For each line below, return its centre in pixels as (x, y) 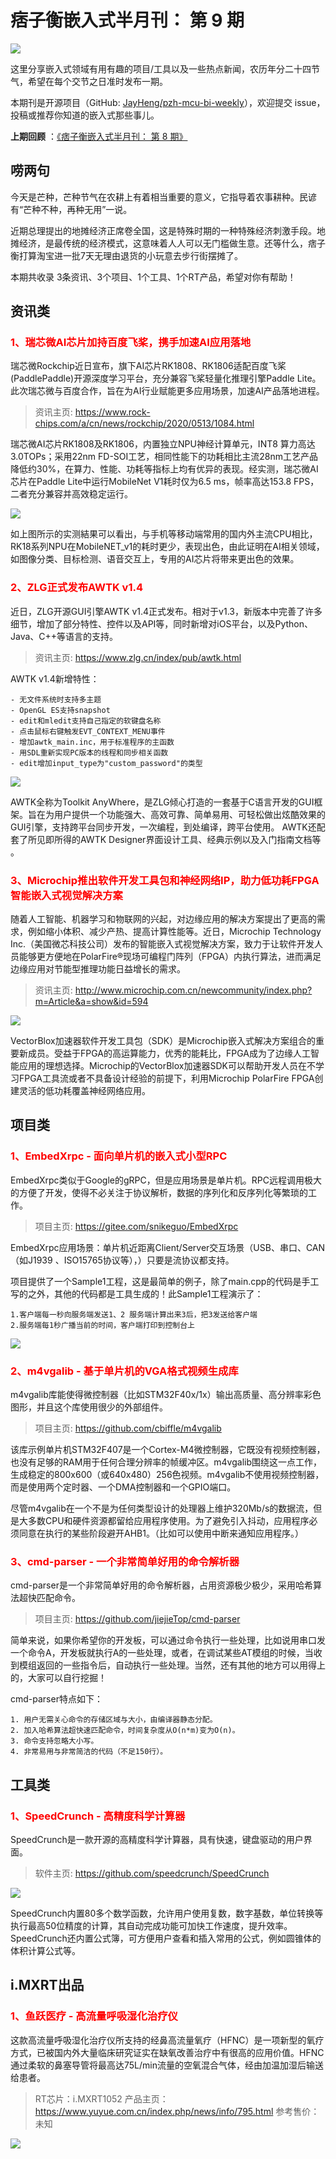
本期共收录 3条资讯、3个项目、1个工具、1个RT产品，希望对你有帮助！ (153, 277)
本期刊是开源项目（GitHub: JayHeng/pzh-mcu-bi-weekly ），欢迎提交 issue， (168, 102)
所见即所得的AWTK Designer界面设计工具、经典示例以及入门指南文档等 (174, 839)
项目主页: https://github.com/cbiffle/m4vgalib (128, 1428)
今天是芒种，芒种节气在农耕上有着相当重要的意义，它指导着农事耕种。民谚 (163, 197)
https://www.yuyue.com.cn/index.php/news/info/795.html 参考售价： (177, 2111)
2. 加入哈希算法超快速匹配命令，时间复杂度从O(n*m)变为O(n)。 (125, 1731)
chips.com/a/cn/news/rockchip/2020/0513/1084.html (144, 423)
